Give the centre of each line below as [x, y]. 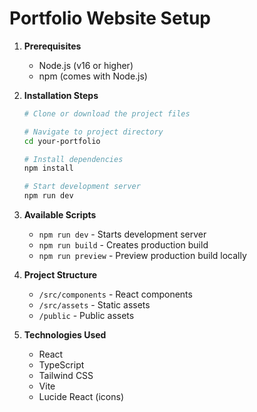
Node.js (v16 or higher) [86, 65]
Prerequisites [52, 46]
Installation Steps [61, 95]
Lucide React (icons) [81, 397]
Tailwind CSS [66, 376]
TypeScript [61, 365]
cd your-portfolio [62, 141]
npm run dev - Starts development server [122, 234]
